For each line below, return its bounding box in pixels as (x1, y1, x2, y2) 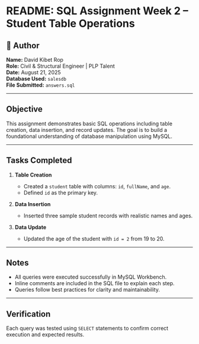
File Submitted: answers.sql (6, 81, 75, 89)
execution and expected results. (6, 331, 85, 338)
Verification (6, 309, 51, 319)
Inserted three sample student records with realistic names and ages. (23, 212, 193, 219)
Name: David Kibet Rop (6, 56, 64, 63)
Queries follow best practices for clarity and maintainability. (14, 286, 160, 293)
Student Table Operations (6, 17, 135, 30)
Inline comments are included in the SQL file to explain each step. (14, 280, 175, 287)
